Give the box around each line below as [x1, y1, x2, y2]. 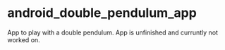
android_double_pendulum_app [7, 5, 197, 21]
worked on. [7, 35, 40, 44]
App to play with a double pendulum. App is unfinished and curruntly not [7, 28, 219, 37]
